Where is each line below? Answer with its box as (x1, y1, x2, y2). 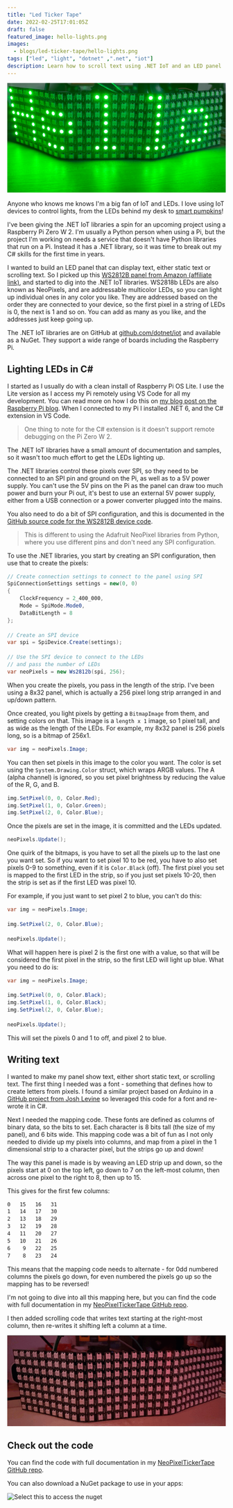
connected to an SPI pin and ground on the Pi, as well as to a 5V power (7, 473, 210, 483)
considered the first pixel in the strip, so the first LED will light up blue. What (7, 955, 224, 964)
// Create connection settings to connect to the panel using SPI (7, 573, 203, 580)
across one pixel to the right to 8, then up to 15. (7, 1173, 142, 1181)
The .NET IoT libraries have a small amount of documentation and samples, (7, 446, 222, 454)
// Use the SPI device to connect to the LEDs (7, 654, 144, 660)
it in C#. (25, 1102, 48, 1110)
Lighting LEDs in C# (7, 364, 94, 375)
